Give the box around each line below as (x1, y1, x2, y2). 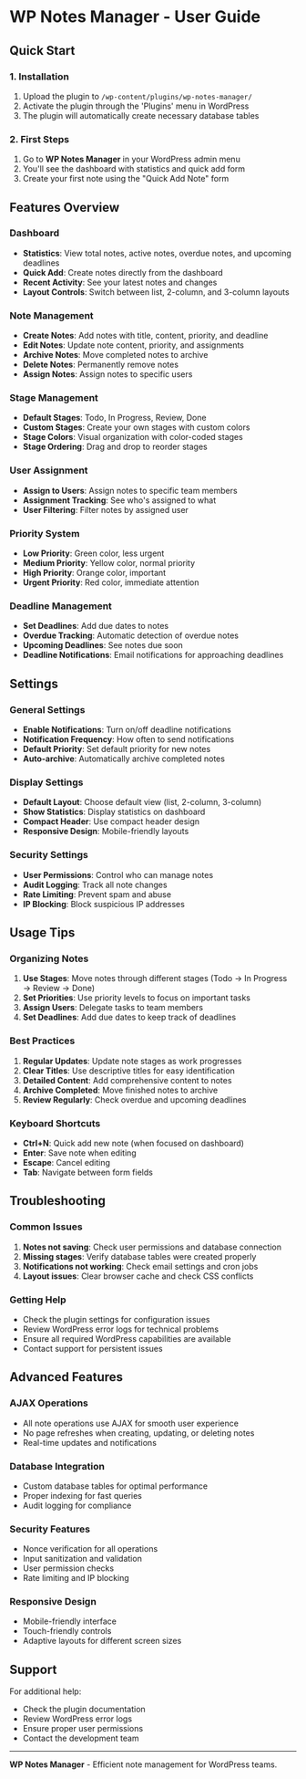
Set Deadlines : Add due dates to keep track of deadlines (22, 1011, 237, 1023)
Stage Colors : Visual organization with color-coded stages (22, 432, 243, 443)
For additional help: (9, 1686, 82, 1697)
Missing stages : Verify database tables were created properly (22, 1251, 257, 1261)
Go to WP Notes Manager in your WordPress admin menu (22, 153, 241, 165)
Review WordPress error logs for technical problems (22, 1324, 219, 1334)
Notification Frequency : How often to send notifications (22, 734, 235, 745)
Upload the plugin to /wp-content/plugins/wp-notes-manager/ (22, 90, 253, 101)
